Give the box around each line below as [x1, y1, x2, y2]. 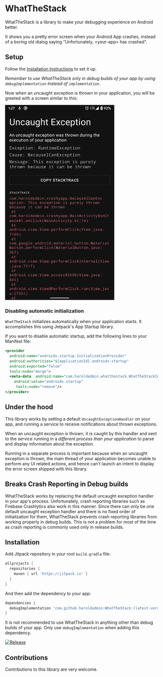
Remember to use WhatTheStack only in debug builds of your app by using [5, 75, 156, 81]
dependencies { [5, 600, 36, 605]
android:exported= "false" [9, 364, 62, 368]
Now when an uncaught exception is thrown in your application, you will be [5, 90, 155, 96]
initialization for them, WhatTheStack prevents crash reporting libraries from [5, 514, 157, 520]
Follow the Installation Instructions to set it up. [5, 66, 97, 72]
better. [5, 24, 18, 30]
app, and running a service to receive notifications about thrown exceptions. [5, 421, 158, 427]
